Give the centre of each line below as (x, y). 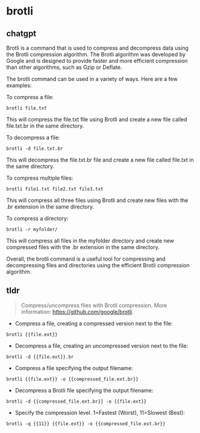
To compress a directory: (37, 218)
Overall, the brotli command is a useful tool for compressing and (86, 259)
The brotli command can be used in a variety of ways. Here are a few (92, 79)
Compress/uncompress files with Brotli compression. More (94, 305)
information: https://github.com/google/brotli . (77, 311)
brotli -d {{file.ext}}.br (40, 357)
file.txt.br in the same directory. (45, 126)
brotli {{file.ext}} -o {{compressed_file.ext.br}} (72, 379)
